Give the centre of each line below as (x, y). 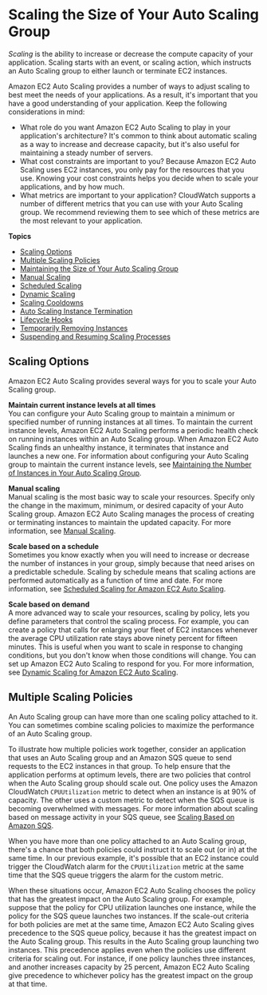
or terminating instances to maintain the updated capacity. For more (120, 522)
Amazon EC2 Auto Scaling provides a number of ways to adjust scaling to (129, 86)
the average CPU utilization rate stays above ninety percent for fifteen (123, 638)
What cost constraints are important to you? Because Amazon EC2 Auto (138, 161)
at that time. (28, 984)
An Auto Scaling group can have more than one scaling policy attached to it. (133, 716)
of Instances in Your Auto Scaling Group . (75, 472)
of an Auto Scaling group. (50, 734)
